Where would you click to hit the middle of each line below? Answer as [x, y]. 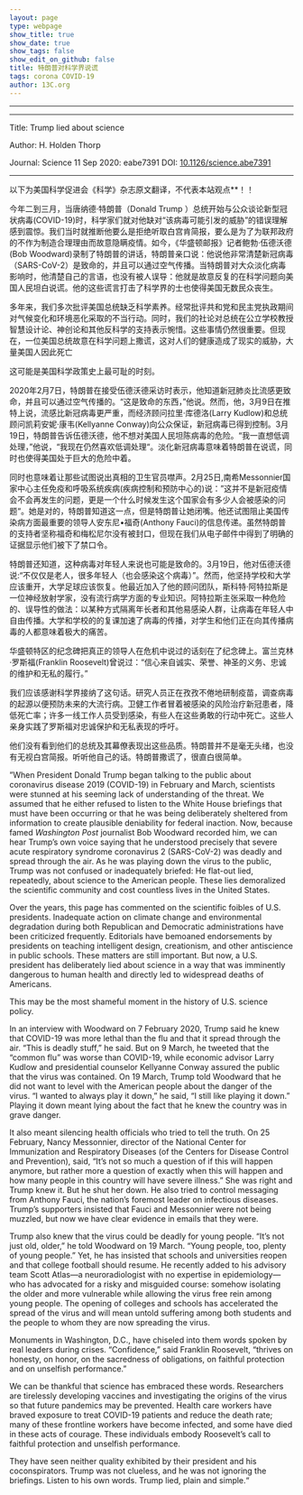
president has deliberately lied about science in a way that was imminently [147, 964]
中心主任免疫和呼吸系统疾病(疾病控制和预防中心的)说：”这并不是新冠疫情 [152, 488]
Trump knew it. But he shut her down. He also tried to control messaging [144, 1190]
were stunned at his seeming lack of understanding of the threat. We [137, 794]
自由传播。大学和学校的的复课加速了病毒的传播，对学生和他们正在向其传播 [147, 620]
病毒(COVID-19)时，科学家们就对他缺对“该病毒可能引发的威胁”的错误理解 [152, 220]
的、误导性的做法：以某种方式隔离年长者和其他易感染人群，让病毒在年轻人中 [151, 609]
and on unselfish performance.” [68, 1369]
